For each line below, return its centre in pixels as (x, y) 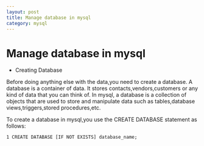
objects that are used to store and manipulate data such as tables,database (101, 102)
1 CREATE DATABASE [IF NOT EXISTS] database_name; (72, 137)
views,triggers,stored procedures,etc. (54, 108)
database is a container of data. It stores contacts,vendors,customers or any (102, 88)
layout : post (23, 12)
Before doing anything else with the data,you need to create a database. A (100, 82)
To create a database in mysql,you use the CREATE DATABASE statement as (102, 120)
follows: (16, 126)
